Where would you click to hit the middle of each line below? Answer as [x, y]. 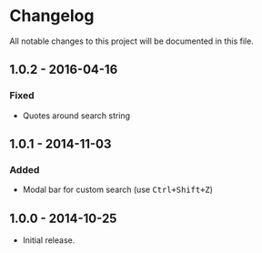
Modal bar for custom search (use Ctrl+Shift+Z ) [118, 190]
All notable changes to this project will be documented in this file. [132, 41]
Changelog [52, 16]
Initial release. [49, 240]
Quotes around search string [76, 116]
